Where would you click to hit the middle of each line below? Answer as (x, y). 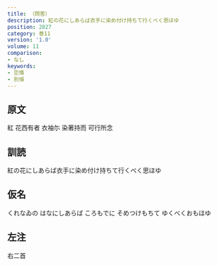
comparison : (25, 53)
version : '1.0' (30, 40)
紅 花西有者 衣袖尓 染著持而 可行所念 (60, 128)
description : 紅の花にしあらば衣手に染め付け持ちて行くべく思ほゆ (93, 20)
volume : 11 (23, 46)
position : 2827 (30, 27)
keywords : (22, 66)
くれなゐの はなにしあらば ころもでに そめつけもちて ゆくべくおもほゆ (109, 213)
